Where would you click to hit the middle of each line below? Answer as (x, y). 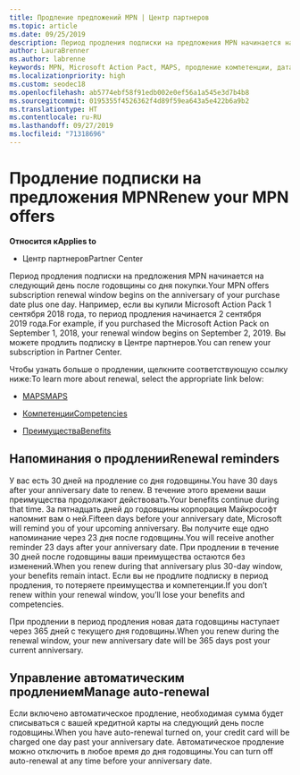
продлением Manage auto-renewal (109, 692)
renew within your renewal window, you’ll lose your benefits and (127, 594)
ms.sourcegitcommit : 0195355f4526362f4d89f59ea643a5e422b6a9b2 (129, 101)
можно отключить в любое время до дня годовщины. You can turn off (142, 752)
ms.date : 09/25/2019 (48, 34)
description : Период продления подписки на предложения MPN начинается (145, 43)
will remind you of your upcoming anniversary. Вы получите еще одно (139, 528)
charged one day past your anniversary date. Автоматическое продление (147, 742)
